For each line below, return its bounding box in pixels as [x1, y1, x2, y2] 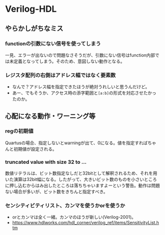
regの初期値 [5, 128, 33, 134]
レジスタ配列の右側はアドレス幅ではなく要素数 [5, 72, 116, 78]
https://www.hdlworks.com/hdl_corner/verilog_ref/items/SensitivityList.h [12, 220, 159, 226]
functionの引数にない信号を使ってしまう [5, 40, 101, 47]
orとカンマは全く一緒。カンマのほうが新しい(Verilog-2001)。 [12, 214, 136, 220]
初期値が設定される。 [13, 146, 57, 152]
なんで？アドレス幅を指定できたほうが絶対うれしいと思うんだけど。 [12, 84, 150, 90]
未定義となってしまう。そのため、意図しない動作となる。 [9, 58, 125, 64]
